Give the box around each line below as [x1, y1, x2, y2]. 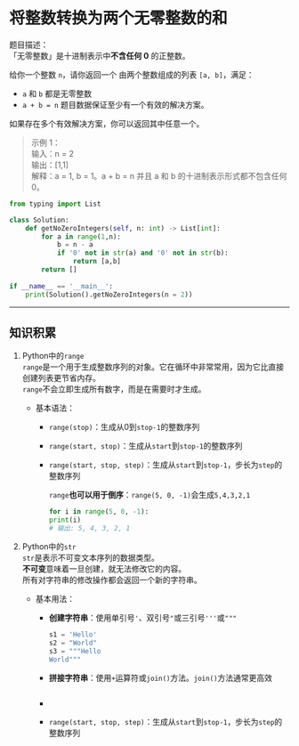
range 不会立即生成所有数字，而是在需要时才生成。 [21, 384, 206, 394]
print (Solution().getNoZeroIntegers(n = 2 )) [25, 290, 193, 299]
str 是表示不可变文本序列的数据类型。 [21, 553, 160, 563]
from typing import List [9, 199, 101, 208]
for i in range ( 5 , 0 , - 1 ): [48, 507, 149, 516]
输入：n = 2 [30, 148, 74, 158]
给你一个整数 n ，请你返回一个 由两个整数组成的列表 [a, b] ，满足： [9, 69, 255, 80]
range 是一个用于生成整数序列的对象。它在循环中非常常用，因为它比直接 [21, 361, 285, 372]
